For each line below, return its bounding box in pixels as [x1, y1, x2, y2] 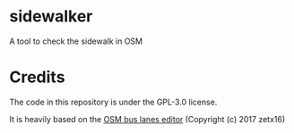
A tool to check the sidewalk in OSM [9, 36, 143, 46]
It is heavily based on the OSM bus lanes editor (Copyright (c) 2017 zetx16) [9, 113, 286, 124]
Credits [9, 67, 65, 87]
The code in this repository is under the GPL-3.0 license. [9, 96, 218, 107]
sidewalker [9, 6, 93, 27]
